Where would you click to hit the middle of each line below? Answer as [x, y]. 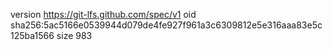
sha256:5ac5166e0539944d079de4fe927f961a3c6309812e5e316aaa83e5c [166, 25]
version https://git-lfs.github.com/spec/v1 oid [103, 14]
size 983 [74, 35]
